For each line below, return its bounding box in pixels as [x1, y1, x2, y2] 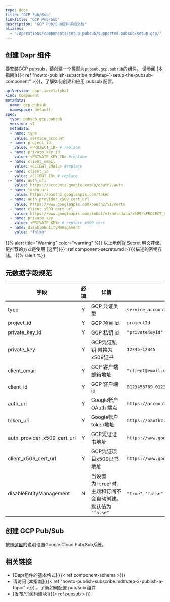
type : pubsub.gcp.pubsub [10, 117, 62, 122]
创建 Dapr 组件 [5, 51, 51, 60]
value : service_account [14, 136, 65, 141]
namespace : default [10, 107, 51, 112]
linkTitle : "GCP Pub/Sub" [5, 17, 60, 22]
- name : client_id [10, 169, 49, 174]
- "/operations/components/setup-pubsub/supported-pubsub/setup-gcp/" [10, 31, 162, 36]
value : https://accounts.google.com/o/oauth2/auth [14, 183, 123, 188]
